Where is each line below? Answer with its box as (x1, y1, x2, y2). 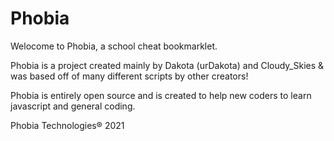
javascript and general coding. (10, 100, 136, 112)
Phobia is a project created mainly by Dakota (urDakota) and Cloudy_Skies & (10, 59, 325, 71)
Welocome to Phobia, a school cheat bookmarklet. (10, 40, 218, 52)
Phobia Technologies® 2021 (10, 119, 125, 131)
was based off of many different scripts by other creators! (10, 70, 249, 82)
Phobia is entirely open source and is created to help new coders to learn (10, 89, 312, 101)
